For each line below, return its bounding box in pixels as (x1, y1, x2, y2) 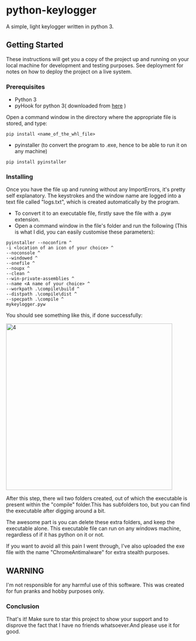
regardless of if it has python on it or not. (6, 531, 105, 538)
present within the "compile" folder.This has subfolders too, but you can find (6, 501, 190, 508)
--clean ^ (6, 271, 30, 276)
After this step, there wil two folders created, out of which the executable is (6, 495, 188, 502)
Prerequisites (6, 83, 45, 91)
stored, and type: (6, 120, 48, 127)
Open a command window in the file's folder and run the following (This (14, 222, 187, 230)
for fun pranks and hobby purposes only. (6, 588, 105, 595)
